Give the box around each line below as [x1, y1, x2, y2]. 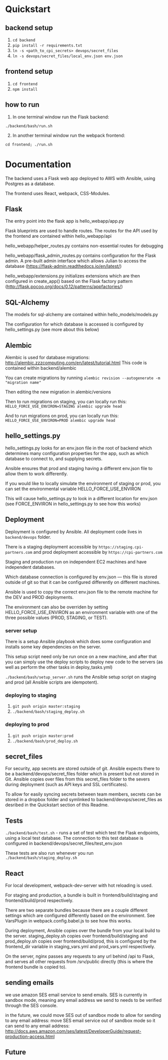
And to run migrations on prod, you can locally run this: [5, 413, 119, 418]
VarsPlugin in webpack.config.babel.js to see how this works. [5, 918, 132, 924]
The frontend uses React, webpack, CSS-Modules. [5, 190, 110, 196]
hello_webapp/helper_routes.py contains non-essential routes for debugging [5, 243, 163, 249]
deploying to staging [5, 691, 57, 698]
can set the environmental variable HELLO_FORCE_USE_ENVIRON [5, 486, 141, 492]
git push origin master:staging [12, 704, 80, 709]
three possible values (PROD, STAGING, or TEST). [5, 615, 108, 621]
